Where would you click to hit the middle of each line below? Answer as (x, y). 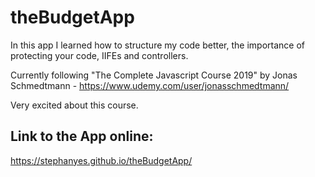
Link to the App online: (82, 136)
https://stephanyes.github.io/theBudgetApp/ (101, 160)
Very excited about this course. (74, 105)
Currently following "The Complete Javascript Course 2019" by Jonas (154, 75)
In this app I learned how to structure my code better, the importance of (158, 45)
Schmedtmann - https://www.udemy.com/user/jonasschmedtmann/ (150, 85)
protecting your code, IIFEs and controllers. (99, 55)
